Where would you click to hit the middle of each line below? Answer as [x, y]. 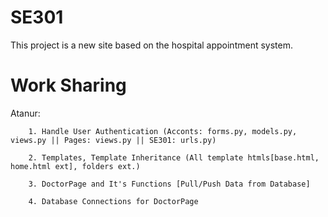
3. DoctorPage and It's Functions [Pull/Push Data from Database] [169, 184]
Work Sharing [68, 85]
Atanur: [25, 113]
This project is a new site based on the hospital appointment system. [151, 45]
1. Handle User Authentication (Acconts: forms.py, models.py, [163, 131]
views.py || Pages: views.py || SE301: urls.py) [113, 140]
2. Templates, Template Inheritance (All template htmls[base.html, [174, 157]
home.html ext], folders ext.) [75, 166]
